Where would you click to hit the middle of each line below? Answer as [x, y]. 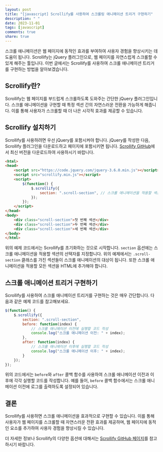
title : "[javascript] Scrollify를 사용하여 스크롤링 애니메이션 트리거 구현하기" [79, 14]
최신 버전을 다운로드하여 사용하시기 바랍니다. [52, 152]
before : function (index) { [50, 324]
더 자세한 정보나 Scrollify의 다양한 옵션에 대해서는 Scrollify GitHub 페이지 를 [77, 438]
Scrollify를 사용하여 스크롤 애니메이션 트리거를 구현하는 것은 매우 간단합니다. [77, 295]
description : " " [23, 18]
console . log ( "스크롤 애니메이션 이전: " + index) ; [78, 333]
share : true [17, 37]
